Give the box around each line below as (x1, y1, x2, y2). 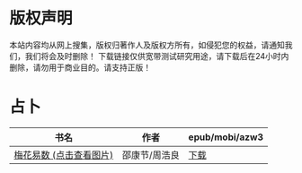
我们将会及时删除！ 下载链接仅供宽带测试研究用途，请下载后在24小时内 (24, 50, 289, 61)
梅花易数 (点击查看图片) (13, 149, 114, 161)
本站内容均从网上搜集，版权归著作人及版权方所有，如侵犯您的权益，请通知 (9, 39, 285, 50)
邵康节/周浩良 (121, 149, 180, 161)
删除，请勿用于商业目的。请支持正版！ (9, 62, 151, 73)
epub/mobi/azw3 (188, 131, 263, 143)
